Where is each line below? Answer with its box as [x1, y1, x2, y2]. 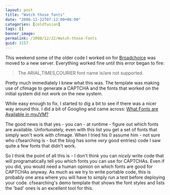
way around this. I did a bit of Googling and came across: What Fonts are [5, 105, 158, 112]
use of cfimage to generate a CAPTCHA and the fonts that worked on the [5, 85, 159, 91]
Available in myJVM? [5, 111, 49, 117]
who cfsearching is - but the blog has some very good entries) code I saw [5, 137, 161, 143]
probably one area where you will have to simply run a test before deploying [5, 174, 165, 180]
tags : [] [5, 26, 24, 32]
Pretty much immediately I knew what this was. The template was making [5, 79, 160, 86]
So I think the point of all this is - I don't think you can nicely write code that [5, 152, 164, 158]
